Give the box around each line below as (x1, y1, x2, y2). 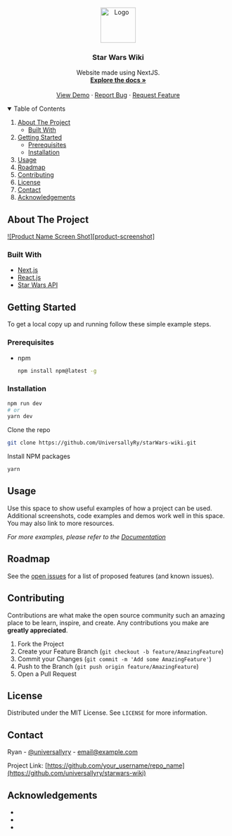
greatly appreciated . (7, 626, 68, 634)
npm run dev (7, 400, 42, 407)
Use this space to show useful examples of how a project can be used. (7, 504, 212, 512)
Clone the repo (7, 426, 51, 434)
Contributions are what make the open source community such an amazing (7, 610, 225, 620)
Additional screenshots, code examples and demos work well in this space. (7, 511, 225, 520)
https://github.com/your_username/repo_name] (46, 761, 185, 770)
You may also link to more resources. (7, 519, 115, 527)
